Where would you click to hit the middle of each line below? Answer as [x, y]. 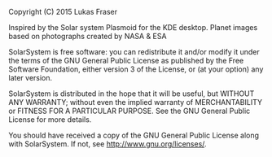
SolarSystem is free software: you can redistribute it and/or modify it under [134, 52]
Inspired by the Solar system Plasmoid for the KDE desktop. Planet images [133, 27]
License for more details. [50, 120]
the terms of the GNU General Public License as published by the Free [126, 61]
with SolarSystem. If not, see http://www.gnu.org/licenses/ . [107, 144]
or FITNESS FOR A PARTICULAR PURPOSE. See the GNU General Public [129, 111]
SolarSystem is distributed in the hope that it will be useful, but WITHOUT [132, 94]
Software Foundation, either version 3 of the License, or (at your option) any [136, 69]
